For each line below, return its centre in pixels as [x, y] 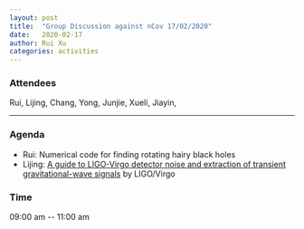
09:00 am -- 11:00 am [50, 217]
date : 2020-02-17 [46, 34]
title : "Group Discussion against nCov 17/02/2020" [111, 26]
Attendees [33, 83]
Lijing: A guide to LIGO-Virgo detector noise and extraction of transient [154, 164]
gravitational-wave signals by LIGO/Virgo [99, 174]
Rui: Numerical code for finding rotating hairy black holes [129, 154]
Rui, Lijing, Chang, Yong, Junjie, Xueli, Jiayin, [93, 103]
